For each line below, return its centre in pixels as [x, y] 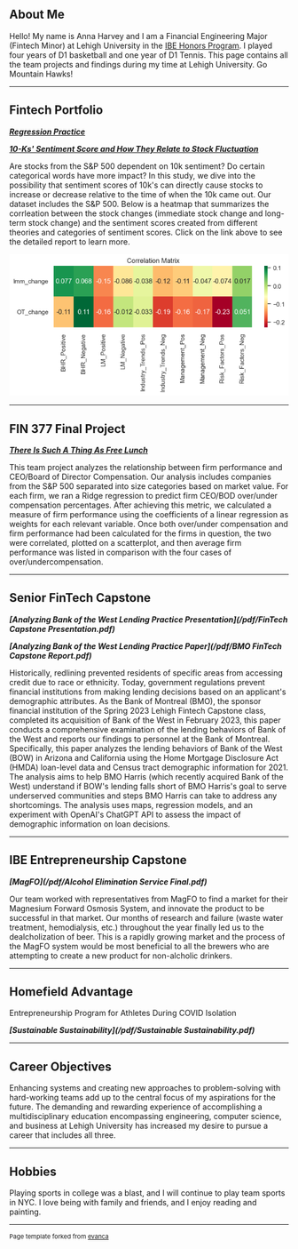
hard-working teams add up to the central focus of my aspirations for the [143, 1098]
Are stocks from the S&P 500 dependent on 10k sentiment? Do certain [137, 166]
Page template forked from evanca [59, 1237]
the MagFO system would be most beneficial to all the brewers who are [139, 946]
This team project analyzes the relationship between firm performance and [146, 467]
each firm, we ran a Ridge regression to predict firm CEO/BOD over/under [143, 495]
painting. [25, 1212]
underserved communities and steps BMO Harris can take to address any [143, 796]
